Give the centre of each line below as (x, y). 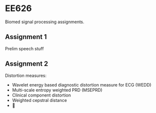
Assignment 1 (26, 37)
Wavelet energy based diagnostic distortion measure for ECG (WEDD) (82, 85)
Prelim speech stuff (24, 48)
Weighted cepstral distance (39, 100)
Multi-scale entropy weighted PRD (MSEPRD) (57, 90)
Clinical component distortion (41, 95)
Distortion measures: (26, 75)
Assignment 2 (27, 64)
